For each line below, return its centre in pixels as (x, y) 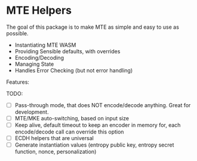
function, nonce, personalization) (56, 152)
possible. (17, 33)
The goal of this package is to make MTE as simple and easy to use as (93, 27)
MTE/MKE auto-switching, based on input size (72, 118)
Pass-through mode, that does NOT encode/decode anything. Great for (103, 105)
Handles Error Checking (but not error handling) (74, 70)
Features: (18, 82)
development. (32, 112)
